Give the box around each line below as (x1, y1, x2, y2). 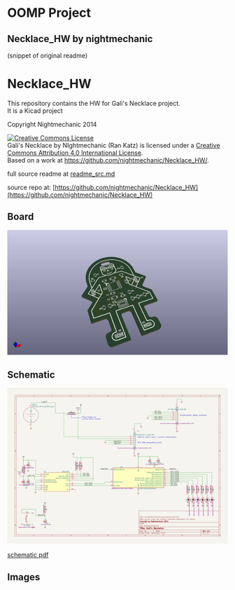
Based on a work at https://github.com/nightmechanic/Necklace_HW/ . (7, 156, 210, 164)
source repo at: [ (7, 183, 55, 191)
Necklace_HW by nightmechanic (7, 33, 153, 45)
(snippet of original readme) (7, 51, 88, 60)
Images (7, 571, 41, 583)
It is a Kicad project (7, 107, 63, 115)
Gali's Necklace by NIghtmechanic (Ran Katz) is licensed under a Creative (7, 141, 220, 149)
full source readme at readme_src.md (7, 170, 115, 178)
